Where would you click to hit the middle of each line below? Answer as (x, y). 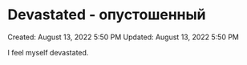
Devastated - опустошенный (107, 15)
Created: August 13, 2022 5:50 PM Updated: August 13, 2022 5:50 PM (123, 37)
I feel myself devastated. (48, 52)
